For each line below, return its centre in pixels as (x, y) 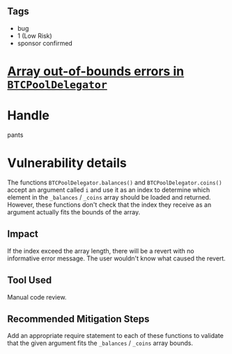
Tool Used (30, 280)
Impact (23, 234)
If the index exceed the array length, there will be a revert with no (101, 251)
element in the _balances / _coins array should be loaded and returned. (109, 197)
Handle (29, 116)
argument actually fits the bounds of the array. (74, 212)
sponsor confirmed (45, 43)
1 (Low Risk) (34, 36)
